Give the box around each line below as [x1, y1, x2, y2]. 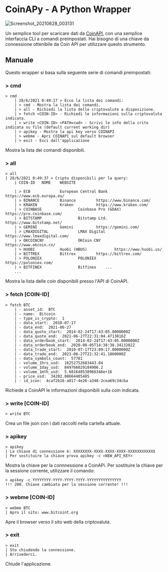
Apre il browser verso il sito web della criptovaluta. [5, 519, 111, 525]
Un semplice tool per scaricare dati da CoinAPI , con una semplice [5, 30, 143, 36]
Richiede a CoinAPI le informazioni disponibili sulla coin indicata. [5, 387, 140, 393]
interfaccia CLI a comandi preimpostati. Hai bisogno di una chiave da [5, 36, 149, 42]
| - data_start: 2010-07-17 [14, 320, 76, 325]
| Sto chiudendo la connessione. [5, 547, 76, 553]
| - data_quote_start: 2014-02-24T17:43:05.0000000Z [14, 329, 130, 334]
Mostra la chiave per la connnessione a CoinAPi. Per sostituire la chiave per [5, 462, 163, 469]
